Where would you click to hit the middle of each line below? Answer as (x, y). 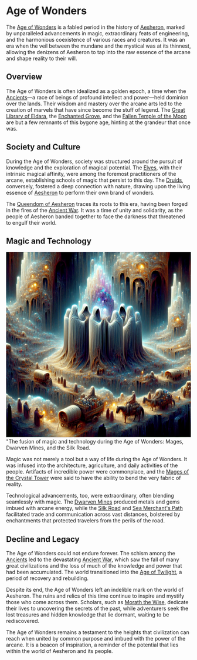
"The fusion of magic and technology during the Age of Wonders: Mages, (95, 442)
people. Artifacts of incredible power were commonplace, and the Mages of (98, 472)
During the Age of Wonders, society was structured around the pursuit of (94, 161)
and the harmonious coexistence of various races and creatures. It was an (96, 39)
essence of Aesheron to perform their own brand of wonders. (80, 192)
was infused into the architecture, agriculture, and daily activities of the (92, 465)
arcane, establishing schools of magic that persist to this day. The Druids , (95, 180)
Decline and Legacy (43, 539)
